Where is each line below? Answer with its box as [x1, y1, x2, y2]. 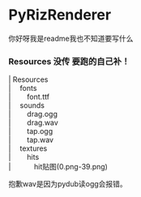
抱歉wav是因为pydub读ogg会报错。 [8, 179, 127, 189]
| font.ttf [8, 92, 50, 102]
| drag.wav [8, 118, 58, 127]
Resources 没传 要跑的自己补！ [8, 55, 130, 66]
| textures [8, 143, 48, 153]
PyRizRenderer [8, 6, 112, 24]
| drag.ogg [8, 109, 58, 119]
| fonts [8, 84, 37, 93]
